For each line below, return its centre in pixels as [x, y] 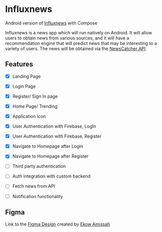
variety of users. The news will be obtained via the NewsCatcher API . [76, 48]
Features [19, 64]
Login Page [24, 86]
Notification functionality [38, 196]
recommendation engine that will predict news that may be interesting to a [81, 43]
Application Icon [29, 116]
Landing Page [27, 76]
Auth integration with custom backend [51, 176]
